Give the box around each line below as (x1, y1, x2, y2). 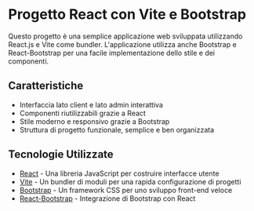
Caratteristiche (8, 79, 84, 93)
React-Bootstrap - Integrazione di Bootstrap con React (19, 194, 196, 203)
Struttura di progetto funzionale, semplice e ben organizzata (19, 125, 215, 134)
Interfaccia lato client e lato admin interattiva (19, 100, 163, 109)
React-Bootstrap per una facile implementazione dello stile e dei (8, 48, 216, 57)
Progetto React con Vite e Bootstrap (8, 5, 247, 24)
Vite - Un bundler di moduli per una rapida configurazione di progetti (19, 176, 241, 186)
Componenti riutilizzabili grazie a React (19, 108, 147, 118)
